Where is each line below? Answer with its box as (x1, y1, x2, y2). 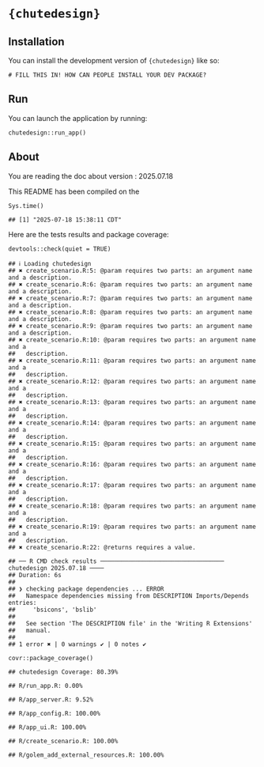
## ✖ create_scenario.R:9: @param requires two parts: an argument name (8, 322, 253, 330)
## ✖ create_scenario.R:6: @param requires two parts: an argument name (8, 280, 253, 289)
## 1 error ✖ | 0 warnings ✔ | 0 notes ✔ (8, 640, 147, 648)
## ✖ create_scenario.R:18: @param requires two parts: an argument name (8, 501, 257, 510)
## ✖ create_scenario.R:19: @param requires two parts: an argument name (8, 523, 257, 531)
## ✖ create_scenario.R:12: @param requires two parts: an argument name (8, 377, 257, 385)
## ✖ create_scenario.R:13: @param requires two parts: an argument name (8, 398, 257, 406)
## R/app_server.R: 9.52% (8, 695, 93, 704)
